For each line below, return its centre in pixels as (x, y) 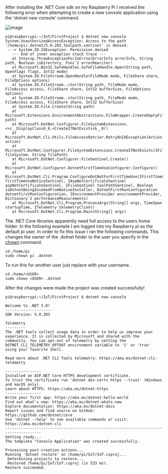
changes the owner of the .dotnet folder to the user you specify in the (77, 237)
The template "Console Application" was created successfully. (72, 441)
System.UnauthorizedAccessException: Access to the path (66, 41)
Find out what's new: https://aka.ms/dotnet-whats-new (63, 402)
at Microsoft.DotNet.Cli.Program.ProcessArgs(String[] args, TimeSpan (87, 203)
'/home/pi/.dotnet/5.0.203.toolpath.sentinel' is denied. (67, 45)
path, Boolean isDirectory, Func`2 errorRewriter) (59, 63)
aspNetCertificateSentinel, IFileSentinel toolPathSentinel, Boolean (79, 185)
